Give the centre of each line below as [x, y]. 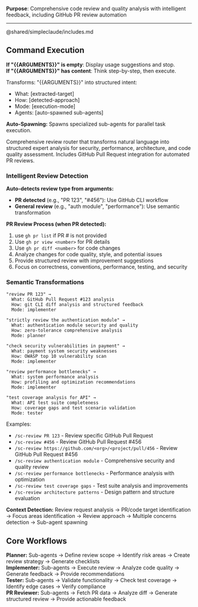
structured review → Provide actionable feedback [66, 599]
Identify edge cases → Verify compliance [56, 586]
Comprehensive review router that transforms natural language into [88, 142]
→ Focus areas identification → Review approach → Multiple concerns [91, 516]
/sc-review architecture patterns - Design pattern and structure [95, 492]
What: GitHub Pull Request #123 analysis [63, 300]
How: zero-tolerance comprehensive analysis [67, 331]
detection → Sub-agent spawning [47, 523]
